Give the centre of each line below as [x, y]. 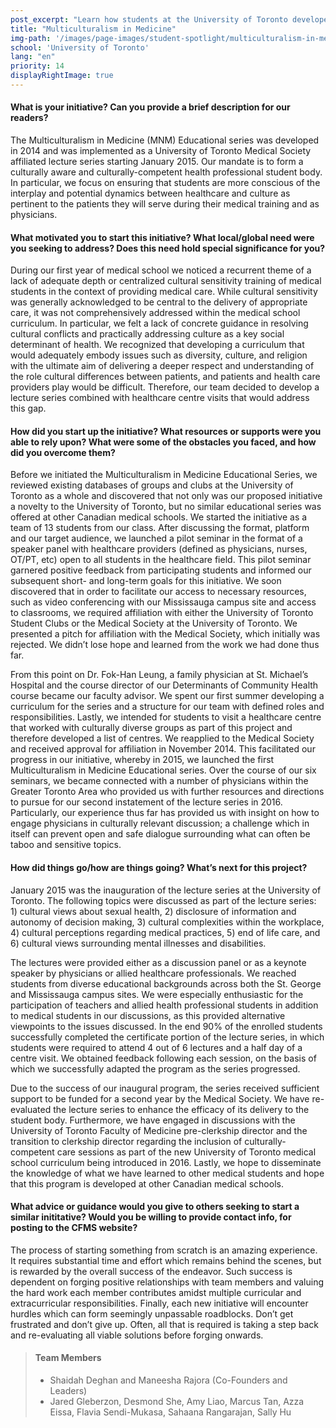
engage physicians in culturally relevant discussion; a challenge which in [160, 823]
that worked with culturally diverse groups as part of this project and [151, 728]
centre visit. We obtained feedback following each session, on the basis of [163, 1058]
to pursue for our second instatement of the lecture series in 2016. [146, 802]
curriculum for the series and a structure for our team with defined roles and [167, 707]
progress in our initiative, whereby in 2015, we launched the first [142, 760]
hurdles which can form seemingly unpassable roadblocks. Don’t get [152, 1313]
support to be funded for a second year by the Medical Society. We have [160, 1098]
